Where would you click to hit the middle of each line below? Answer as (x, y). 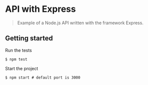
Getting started (29, 38)
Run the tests (18, 50)
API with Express (40, 9)
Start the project (22, 68)
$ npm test (16, 59)
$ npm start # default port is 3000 (43, 78)
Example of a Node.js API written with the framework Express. (80, 23)
